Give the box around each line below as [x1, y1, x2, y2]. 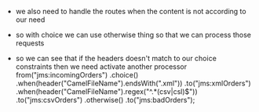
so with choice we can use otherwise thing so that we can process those [15, 31, 251, 39]
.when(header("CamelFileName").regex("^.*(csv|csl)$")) [15, 87, 198, 96]
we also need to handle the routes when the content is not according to [15, 7, 246, 16]
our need [15, 15, 46, 24]
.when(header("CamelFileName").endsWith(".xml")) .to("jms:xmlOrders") [15, 78, 251, 88]
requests [15, 38, 45, 48]
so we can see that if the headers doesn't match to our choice [15, 54, 217, 63]
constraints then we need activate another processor [15, 62, 188, 71]
